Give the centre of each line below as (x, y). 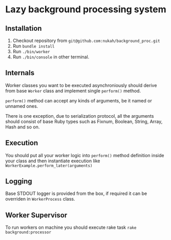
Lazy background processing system (86, 9)
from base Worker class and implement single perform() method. (73, 91)
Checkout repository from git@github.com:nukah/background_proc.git (86, 40)
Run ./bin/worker (31, 51)
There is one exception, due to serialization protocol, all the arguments (80, 116)
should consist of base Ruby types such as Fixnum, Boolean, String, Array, (84, 121)
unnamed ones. (22, 106)
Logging (19, 181)
